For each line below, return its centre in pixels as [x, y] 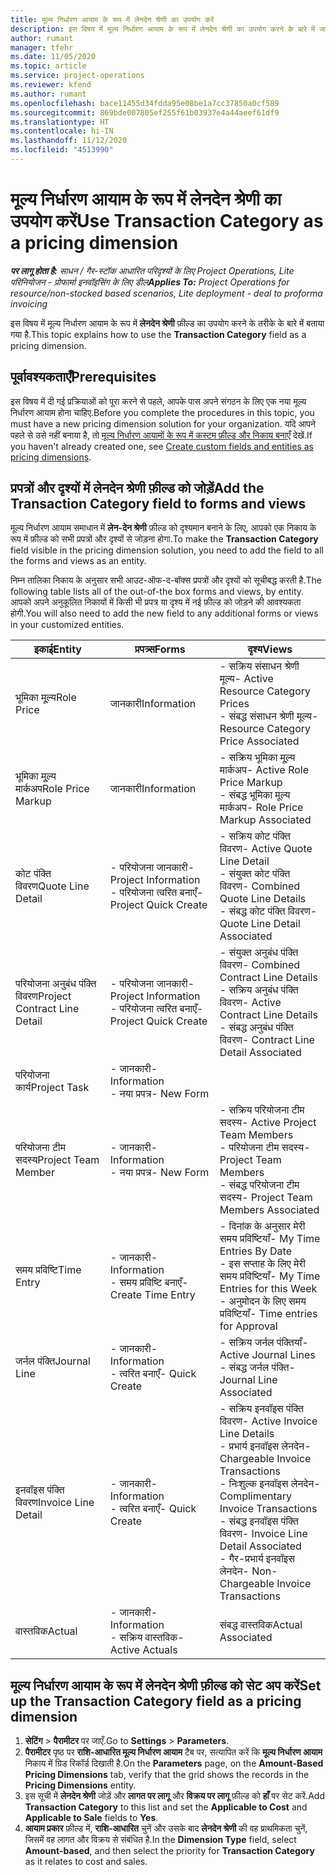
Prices [234, 704]
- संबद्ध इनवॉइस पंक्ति [259, 1521]
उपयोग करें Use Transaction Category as [167, 221]
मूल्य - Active [246, 679]
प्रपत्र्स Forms [160, 649]
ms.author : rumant [48, 94]
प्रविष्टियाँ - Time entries [268, 1314]
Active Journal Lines [267, 1355]
